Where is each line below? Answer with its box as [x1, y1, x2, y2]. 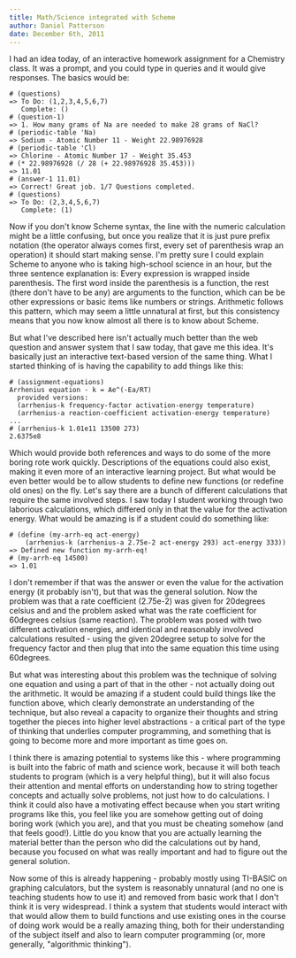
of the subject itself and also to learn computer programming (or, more [9, 930, 266, 940]
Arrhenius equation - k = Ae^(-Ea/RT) [9, 386, 152, 395]
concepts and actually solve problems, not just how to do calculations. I [9, 790, 269, 801]
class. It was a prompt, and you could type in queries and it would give [9, 63, 267, 73]
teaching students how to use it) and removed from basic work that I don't [9, 892, 279, 903]
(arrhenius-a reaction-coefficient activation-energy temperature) [17, 409, 271, 418]
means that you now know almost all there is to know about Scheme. [9, 315, 259, 326]
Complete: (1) [20, 205, 73, 215]
